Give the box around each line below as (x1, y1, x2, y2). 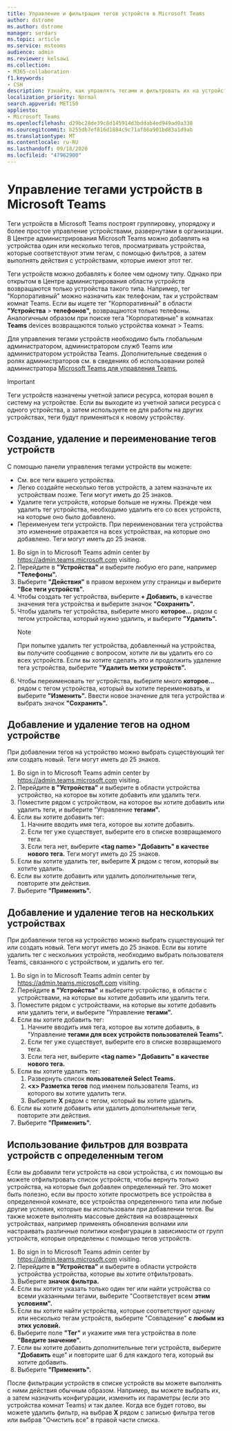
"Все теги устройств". (17, 585, 85, 593)
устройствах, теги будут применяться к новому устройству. (7, 413, 185, 421)
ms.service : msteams (7, 42, 67, 49)
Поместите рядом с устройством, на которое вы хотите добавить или (17, 798, 225, 807)
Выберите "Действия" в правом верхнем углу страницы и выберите (17, 577, 222, 586)
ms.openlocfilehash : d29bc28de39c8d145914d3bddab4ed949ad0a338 (7, 119, 193, 127)
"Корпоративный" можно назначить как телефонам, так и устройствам (7, 292, 218, 300)
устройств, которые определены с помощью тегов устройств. (7, 1234, 191, 1243)
